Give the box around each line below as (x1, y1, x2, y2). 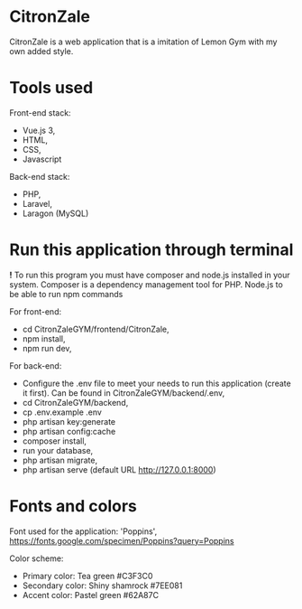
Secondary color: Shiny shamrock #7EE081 (22, 580, 183, 591)
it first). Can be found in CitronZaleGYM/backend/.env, (22, 387, 225, 398)
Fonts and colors (9, 496, 138, 516)
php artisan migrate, (22, 454, 97, 465)
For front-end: (9, 305, 61, 317)
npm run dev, (22, 342, 72, 353)
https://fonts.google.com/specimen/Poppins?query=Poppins (9, 535, 234, 546)
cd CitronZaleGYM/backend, (22, 397, 129, 408)
